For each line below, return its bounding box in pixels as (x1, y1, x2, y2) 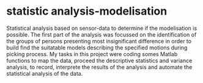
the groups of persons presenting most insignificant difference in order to (6, 37, 191, 45)
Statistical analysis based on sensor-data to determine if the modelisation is (6, 24, 197, 32)
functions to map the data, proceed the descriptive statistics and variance (6, 57, 193, 64)
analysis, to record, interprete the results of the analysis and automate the (6, 63, 193, 71)
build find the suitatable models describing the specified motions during (6, 44, 188, 51)
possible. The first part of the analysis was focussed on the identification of (6, 31, 197, 38)
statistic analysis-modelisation (6, 4, 168, 18)
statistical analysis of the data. (6, 70, 83, 77)
